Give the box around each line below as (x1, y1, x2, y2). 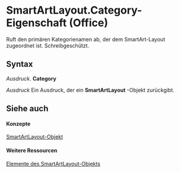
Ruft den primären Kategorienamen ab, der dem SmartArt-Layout (6, 36, 165, 43)
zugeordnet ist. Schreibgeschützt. (6, 42, 90, 49)
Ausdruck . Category (6, 75, 56, 82)
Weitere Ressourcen (6, 146, 58, 154)
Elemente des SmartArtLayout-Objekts (6, 160, 101, 167)
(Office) (69, 16, 108, 30)
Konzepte (6, 120, 31, 127)
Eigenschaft (6, 16, 67, 30)
